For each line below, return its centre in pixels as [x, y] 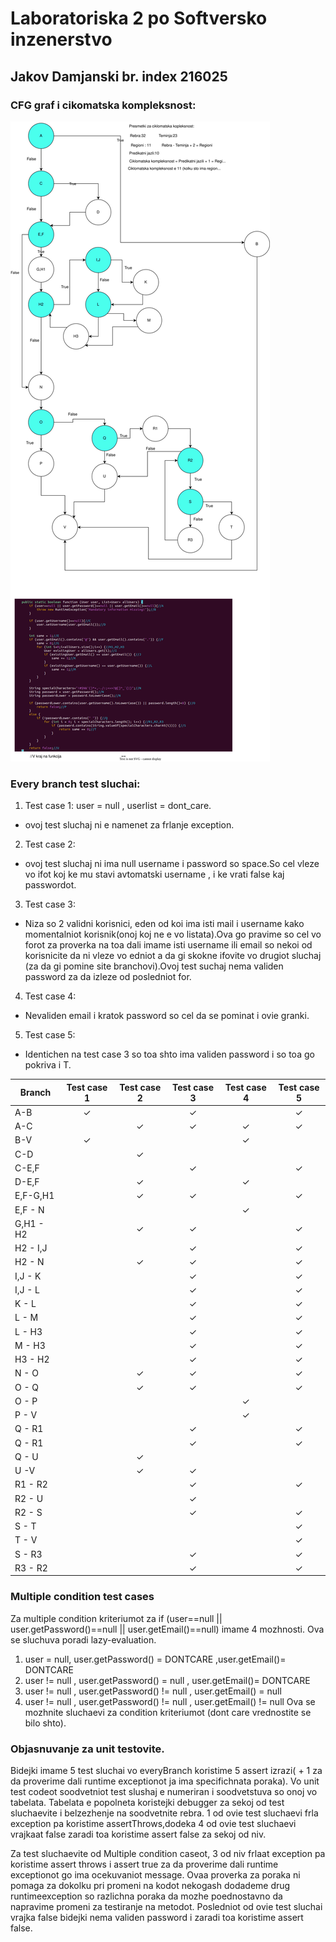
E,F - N [29, 1209]
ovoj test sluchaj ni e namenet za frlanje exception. [129, 825]
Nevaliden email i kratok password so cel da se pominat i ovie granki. [167, 1016]
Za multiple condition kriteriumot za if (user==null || [116, 1618]
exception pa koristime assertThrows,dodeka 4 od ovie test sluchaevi [153, 1824]
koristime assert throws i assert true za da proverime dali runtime [144, 1864]
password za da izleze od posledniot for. [108, 977]
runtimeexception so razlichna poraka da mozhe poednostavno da [146, 1896]
